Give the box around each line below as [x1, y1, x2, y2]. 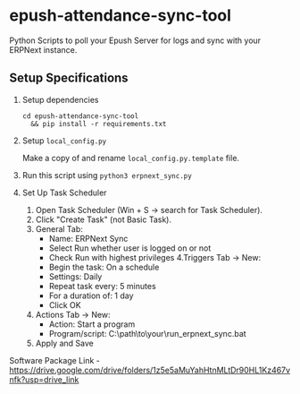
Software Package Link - [9, 355, 100, 365]
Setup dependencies [21, 94, 99, 105]
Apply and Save [35, 338, 94, 348]
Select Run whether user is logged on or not [48, 243, 212, 253]
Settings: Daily [48, 270, 103, 282]
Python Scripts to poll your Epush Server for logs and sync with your [9, 35, 262, 46]
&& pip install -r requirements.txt [30, 119, 167, 128]
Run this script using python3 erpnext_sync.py [21, 169, 192, 180]
